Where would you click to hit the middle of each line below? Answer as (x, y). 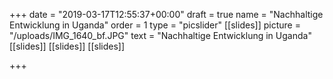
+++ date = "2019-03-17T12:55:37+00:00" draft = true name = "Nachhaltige (166, 14)
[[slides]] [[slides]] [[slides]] (67, 46)
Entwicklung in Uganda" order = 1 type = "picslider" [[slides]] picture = (155, 25)
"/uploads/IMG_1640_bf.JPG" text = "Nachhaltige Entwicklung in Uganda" (160, 35)
